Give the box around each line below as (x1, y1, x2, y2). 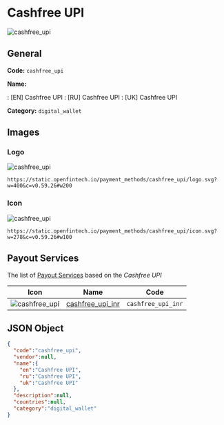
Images (7, 127, 40, 138)
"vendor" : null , (13, 354, 57, 361)
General (7, 48, 43, 60)
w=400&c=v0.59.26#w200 (7, 182, 72, 190)
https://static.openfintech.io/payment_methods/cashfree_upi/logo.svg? (7, 177, 217, 183)
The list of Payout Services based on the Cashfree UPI (7, 271, 162, 279)
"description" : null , (13, 392, 72, 399)
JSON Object (7, 322, 64, 334)
